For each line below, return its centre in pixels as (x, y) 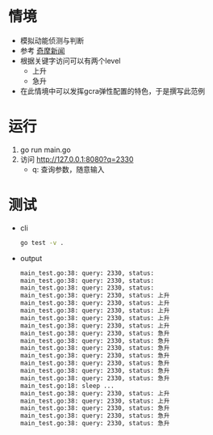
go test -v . (42, 243)
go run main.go (45, 150)
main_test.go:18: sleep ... (67, 386)
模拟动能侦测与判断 (52, 40)
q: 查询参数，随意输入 (68, 169)
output (31, 258)
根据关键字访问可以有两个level (70, 61)
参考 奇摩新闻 (42, 50)
